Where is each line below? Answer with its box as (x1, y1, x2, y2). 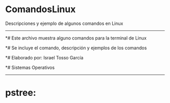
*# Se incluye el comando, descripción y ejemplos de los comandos (5, 45, 147, 51)
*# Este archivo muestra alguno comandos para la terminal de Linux (5, 35, 147, 41)
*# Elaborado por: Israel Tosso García (5, 54, 83, 60)
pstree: (5, 87, 36, 98)
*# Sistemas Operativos (5, 64, 55, 71)
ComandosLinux (5, 4, 76, 15)
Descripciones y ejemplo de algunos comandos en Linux (5, 20, 123, 26)
